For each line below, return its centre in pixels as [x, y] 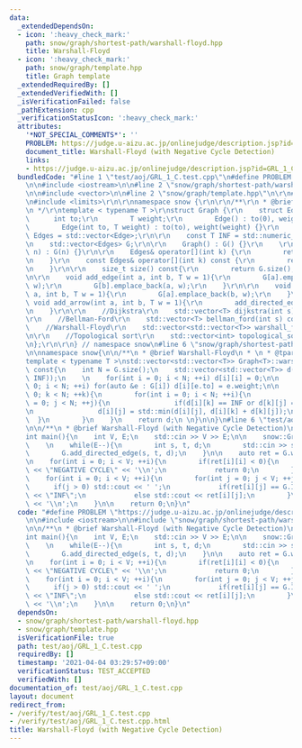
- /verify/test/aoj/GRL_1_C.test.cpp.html [90, 722]
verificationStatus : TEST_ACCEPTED [84, 671]
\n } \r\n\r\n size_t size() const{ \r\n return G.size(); [160, 269]
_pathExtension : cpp [56, 110]
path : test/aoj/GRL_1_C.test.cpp [80, 646]
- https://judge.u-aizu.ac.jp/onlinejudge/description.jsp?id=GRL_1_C [160, 169]
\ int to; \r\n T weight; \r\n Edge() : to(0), [151, 219]
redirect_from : [38, 705]
